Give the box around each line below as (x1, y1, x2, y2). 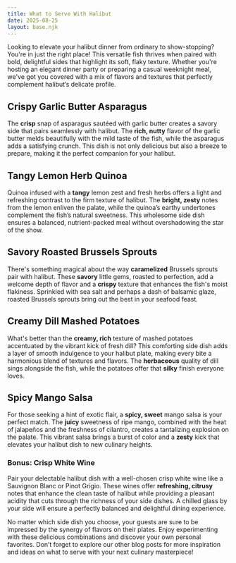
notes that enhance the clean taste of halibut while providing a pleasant (7, 489, 215, 497)
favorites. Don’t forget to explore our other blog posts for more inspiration (7, 540, 221, 548)
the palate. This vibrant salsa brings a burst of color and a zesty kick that (7, 433, 220, 441)
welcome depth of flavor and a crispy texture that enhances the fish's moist (7, 280, 228, 288)
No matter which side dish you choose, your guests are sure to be (7, 517, 199, 526)
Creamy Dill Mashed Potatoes (7, 315, 140, 328)
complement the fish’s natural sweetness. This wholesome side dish (7, 211, 205, 219)
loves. (7, 371, 25, 380)
